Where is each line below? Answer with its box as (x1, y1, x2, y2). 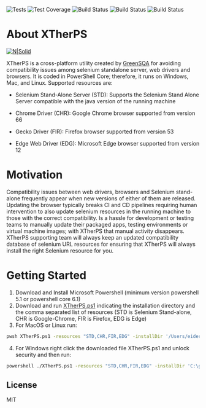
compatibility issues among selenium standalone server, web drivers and (6, 66, 191, 73)
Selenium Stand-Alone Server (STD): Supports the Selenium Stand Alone (15, 91, 199, 98)
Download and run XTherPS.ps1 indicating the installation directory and (15, 302, 196, 309)
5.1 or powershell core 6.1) (15, 295, 81, 302)
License (6, 380, 37, 390)
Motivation (6, 168, 63, 182)
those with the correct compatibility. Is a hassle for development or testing (6, 214, 194, 221)
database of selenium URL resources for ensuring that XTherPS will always (6, 240, 196, 248)
